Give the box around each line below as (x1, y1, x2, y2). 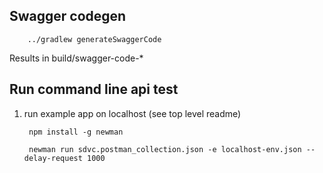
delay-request (23, 153, 83, 163)
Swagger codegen (9, 8, 127, 25)
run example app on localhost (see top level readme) (23, 107, 242, 119)
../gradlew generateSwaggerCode (27, 34, 162, 44)
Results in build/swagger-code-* (9, 52, 144, 64)
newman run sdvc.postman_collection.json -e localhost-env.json (28, 144, 302, 154)
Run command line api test (9, 81, 179, 98)
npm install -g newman (28, 127, 124, 137)
